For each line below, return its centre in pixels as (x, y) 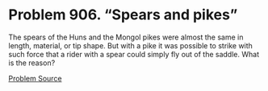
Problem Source (35, 78)
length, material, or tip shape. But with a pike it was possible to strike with (130, 45)
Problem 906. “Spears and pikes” (123, 15)
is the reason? (32, 63)
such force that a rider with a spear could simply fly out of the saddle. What (134, 54)
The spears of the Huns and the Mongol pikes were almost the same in (126, 37)
